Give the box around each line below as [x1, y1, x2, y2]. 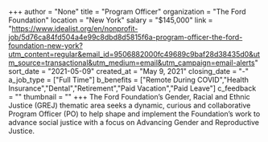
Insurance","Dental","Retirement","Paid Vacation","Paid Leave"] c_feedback [8, 83, 257, 93]
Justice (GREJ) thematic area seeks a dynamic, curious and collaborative [8, 100, 251, 110]
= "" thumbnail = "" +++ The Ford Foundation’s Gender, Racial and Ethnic [8, 92, 251, 101]
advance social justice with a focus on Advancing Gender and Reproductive [8, 118, 260, 127]
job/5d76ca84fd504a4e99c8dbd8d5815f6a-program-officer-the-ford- [8, 32, 243, 42]
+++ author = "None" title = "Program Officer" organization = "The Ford [8, 7, 247, 16]
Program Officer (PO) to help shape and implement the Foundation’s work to [8, 109, 261, 119]
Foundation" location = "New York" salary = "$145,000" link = [8, 15, 213, 25]
